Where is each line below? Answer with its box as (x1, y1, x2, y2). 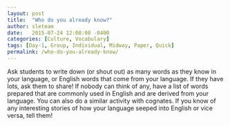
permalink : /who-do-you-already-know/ (7, 49, 119, 56)
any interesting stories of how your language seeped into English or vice (7, 104, 213, 112)
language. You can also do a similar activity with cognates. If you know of (7, 96, 216, 105)
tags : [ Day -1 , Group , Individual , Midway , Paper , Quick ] (7, 42, 175, 49)
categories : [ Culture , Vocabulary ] (7, 36, 110, 43)
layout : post (7, 10, 45, 17)
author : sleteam (7, 23, 54, 30)
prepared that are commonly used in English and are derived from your (7, 89, 209, 97)
